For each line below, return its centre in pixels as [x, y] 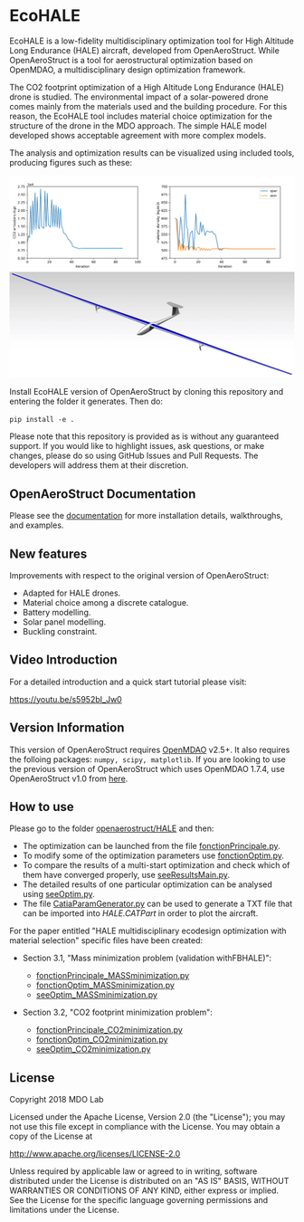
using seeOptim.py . [58, 894]
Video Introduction [63, 660]
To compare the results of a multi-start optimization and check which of [156, 865]
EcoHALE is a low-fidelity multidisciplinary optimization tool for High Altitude [152, 41]
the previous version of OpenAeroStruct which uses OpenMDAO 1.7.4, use [147, 769]
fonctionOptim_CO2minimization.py [102, 1040]
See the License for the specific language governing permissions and [139, 1200]
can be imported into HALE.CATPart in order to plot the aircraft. [140, 913]
